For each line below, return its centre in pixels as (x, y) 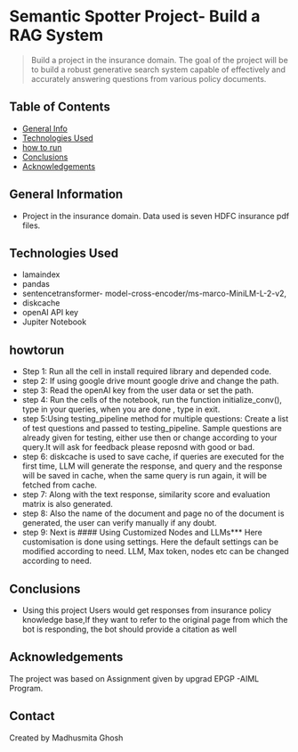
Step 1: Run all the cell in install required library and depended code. (147, 372)
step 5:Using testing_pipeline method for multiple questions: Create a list (155, 419)
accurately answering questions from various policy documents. (149, 78)
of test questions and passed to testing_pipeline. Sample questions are (152, 429)
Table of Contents (60, 107)
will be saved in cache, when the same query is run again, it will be (144, 476)
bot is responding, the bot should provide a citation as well (129, 629)
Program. (26, 688)
